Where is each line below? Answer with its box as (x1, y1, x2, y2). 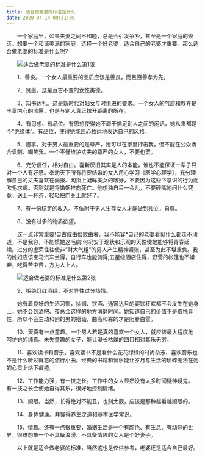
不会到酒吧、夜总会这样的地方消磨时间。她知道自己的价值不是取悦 (22, 308, 188, 315)
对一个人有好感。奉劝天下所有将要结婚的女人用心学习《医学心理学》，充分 (6, 168, 191, 176)
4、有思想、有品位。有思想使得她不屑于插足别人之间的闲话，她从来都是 (16, 120, 197, 127)
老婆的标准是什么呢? (16, 47, 68, 55)
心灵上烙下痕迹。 (11, 364, 55, 371)
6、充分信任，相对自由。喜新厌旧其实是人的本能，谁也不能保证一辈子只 (16, 161, 197, 168)
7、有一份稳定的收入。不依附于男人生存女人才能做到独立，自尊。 (16, 204, 181, 212)
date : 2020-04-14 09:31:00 (6, 15, 75, 21)
